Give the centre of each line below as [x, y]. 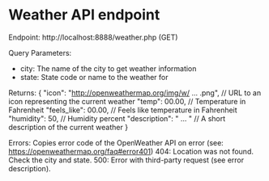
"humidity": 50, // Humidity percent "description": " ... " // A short [117, 118]
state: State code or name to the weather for [94, 77]
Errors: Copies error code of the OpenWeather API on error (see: [116, 142]
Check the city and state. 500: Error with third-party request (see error [126, 160]
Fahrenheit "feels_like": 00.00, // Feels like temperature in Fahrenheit [123, 110]
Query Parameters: [40, 53]
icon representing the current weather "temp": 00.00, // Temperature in [127, 101]
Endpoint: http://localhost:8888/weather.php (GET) [93, 37]
